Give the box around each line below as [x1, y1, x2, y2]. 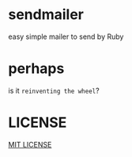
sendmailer [8, 6, 85, 24]
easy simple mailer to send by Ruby [8, 32, 124, 41]
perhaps [8, 59, 65, 78]
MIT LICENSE [8, 140, 52, 149]
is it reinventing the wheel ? [8, 86, 100, 95]
